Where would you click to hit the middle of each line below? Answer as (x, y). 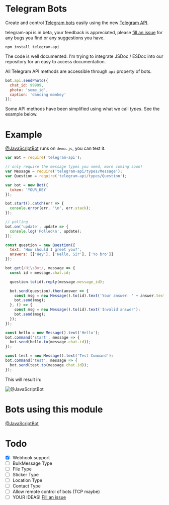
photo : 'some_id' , (29, 90)
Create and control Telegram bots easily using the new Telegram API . (77, 23)
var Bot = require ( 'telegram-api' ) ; (44, 158)
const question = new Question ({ (40, 245)
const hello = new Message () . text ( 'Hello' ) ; (53, 333)
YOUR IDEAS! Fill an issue (39, 497)
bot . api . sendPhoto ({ (27, 80)
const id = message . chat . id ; (40, 273)
